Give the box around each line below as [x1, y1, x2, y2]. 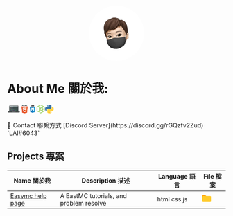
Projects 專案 [7, 151, 64, 163]
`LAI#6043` [7, 129, 40, 137]
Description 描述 [81, 177, 130, 185]
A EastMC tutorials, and [60, 191, 127, 199]
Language [158, 172, 189, 181]
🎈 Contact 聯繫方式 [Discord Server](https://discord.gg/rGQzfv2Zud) [7, 120, 204, 129]
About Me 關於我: [7, 81, 109, 97]
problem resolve [60, 199, 107, 207]
